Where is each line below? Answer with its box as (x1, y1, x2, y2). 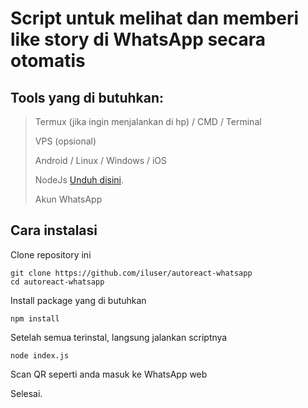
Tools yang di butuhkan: (10, 89, 165, 106)
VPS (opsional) (34, 135, 97, 147)
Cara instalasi (10, 222, 98, 239)
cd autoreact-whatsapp (10, 277, 105, 287)
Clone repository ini (10, 248, 92, 261)
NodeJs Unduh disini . (34, 174, 125, 186)
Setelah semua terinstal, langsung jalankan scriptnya (10, 331, 228, 343)
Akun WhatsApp (34, 193, 103, 205)
